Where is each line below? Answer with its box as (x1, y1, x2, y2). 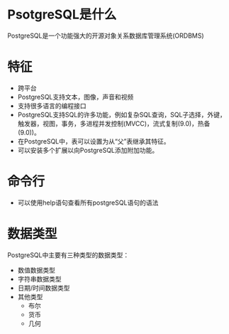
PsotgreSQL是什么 (7, 6, 117, 23)
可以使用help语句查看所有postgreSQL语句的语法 (17, 198, 159, 207)
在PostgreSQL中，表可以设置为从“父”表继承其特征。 (17, 136, 170, 146)
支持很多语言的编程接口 (17, 101, 86, 110)
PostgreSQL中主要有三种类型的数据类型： (7, 250, 130, 259)
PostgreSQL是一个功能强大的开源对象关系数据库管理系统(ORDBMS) (7, 31, 204, 40)
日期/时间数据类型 (17, 284, 70, 292)
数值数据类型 (17, 266, 55, 274)
